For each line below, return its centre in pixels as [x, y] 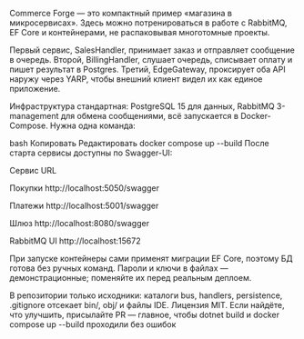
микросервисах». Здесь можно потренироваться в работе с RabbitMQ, [148, 23]
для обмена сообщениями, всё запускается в [150, 116]
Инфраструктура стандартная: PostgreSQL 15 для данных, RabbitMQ [142, 106]
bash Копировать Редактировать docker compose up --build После [140, 143]
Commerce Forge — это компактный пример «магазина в [121, 13]
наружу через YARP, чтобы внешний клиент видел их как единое [136, 79]
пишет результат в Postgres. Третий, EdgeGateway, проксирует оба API [147, 69]
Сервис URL [33, 170]
